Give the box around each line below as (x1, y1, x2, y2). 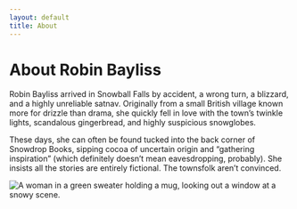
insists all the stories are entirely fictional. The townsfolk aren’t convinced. (9, 163, 282, 173)
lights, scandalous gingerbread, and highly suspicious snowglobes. (9, 117, 257, 128)
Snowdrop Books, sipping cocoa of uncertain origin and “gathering (9, 144, 255, 155)
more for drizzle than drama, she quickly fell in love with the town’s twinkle (9, 108, 284, 118)
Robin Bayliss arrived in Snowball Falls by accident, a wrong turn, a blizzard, (9, 89, 289, 100)
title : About (9, 21, 58, 30)
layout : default (9, 12, 70, 22)
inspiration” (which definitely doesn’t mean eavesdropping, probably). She (9, 153, 283, 165)
